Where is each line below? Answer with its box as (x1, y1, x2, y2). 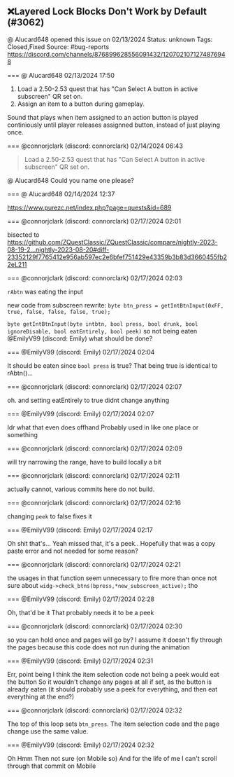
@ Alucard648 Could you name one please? (7, 176, 134, 184)
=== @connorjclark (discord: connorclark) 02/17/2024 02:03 (7, 273, 183, 282)
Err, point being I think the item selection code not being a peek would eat (7, 670, 220, 678)
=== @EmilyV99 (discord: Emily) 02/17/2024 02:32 (7, 741, 155, 749)
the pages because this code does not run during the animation (7, 642, 190, 651)
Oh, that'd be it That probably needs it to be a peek (7, 608, 154, 617)
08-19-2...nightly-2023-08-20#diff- (7, 245, 110, 254)
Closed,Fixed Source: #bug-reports (7, 42, 110, 51)
